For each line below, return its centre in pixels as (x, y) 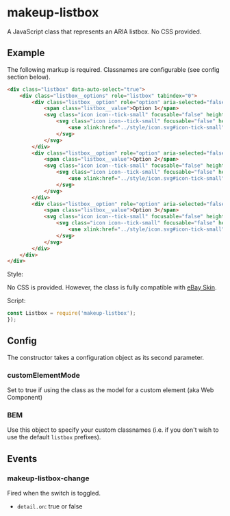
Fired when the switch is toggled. (54, 493)
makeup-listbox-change (48, 478)
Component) (25, 398)
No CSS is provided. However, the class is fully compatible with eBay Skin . (112, 287)
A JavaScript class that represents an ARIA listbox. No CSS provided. (104, 31)
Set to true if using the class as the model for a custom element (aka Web (111, 390)
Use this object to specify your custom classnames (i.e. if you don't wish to (113, 430)
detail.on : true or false (50, 506)
